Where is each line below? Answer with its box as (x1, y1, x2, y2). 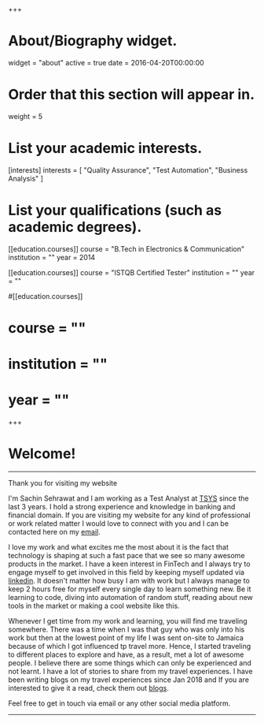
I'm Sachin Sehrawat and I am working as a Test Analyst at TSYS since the (8, 494, 249, 503)
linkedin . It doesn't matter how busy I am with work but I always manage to (8, 576, 250, 585)
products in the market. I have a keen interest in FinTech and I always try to (8, 559, 251, 568)
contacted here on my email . (8, 527, 101, 536)
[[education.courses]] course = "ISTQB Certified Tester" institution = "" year (8, 267, 255, 277)
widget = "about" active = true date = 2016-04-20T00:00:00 (8, 58, 204, 67)
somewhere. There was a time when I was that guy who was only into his (8, 624, 245, 634)
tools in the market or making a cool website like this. (8, 601, 180, 610)
